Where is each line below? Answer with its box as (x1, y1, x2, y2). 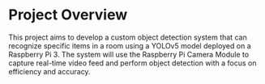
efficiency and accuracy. (8, 66, 91, 76)
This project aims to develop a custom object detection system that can (8, 32, 247, 42)
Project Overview (8, 6, 128, 24)
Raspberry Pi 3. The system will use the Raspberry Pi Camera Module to (8, 49, 250, 59)
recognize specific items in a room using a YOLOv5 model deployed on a (8, 40, 251, 50)
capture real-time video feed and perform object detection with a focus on (8, 58, 257, 68)
